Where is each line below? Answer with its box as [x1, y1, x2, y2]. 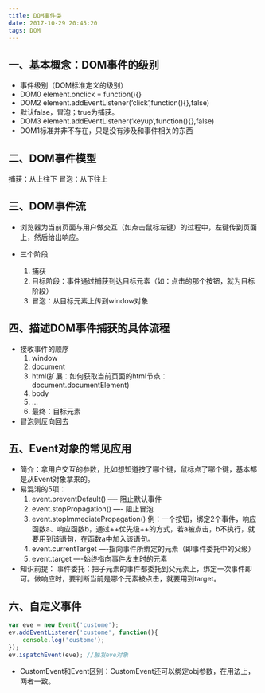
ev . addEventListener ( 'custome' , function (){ [8, 628, 158, 637]
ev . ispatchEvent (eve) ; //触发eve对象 [8, 651, 129, 659]
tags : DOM [8, 26, 41, 34]
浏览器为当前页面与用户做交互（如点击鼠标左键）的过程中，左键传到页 [19, 222, 251, 232]
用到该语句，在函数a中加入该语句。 [38, 534, 155, 544]
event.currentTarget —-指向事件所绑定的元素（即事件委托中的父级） [31, 544, 256, 554]
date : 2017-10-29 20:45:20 [8, 19, 98, 27]
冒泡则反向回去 [19, 416, 69, 426]
